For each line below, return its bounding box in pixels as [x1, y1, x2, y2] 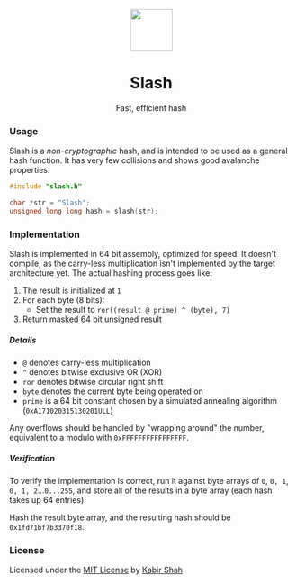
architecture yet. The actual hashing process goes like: [9, 268, 213, 278]
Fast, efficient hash [115, 102, 187, 113]
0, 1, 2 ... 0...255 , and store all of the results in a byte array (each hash [9, 485, 273, 496]
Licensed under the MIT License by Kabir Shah [9, 564, 183, 576]
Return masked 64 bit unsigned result [22, 314, 162, 324]
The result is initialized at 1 [22, 285, 121, 297]
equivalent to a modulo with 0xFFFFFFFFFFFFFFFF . [9, 433, 189, 443]
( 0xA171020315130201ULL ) [22, 406, 114, 416]
